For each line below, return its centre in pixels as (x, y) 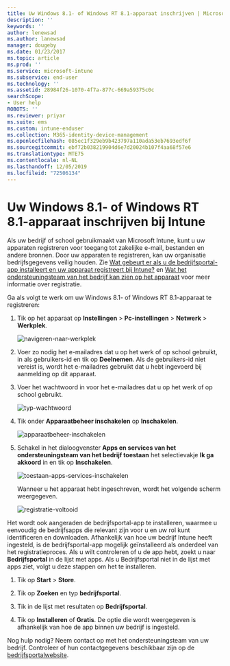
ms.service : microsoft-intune (50, 71)
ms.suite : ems (27, 122)
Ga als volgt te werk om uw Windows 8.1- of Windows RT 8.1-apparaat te (110, 298)
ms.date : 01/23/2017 (37, 52)
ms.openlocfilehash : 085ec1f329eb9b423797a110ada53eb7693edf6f (99, 141)
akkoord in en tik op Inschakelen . (65, 462)
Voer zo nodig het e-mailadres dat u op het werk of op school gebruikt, (117, 352)
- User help (24, 103)
